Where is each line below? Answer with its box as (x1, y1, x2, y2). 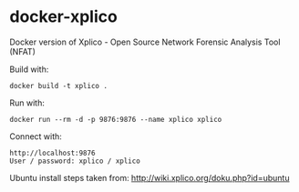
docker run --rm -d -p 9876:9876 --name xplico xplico (9, 115, 222, 124)
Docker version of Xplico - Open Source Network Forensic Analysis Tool (9, 36, 281, 47)
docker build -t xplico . (9, 81, 108, 90)
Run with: (9, 97, 46, 108)
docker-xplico (9, 6, 119, 27)
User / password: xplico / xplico (9, 157, 141, 166)
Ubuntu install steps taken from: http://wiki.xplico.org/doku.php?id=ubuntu (9, 172, 290, 183)
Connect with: (9, 130, 62, 142)
